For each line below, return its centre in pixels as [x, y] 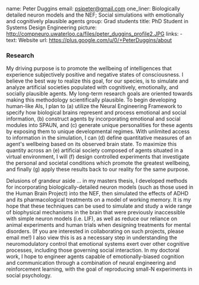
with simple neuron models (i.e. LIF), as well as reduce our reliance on [92, 218]
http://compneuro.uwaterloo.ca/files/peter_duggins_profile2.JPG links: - [94, 34]
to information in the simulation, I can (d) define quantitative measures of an [99, 138]
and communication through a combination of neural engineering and [91, 263]
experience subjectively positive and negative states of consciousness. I [95, 75]
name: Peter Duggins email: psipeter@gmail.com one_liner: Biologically [93, 9]
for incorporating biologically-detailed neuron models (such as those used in [100, 187]
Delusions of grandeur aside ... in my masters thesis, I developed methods [97, 181]
